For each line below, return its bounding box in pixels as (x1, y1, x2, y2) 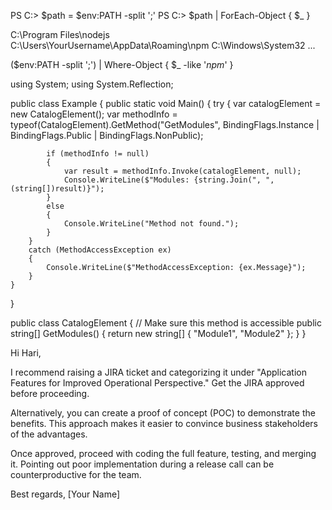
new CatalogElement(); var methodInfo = (10, 108, 178, 120)
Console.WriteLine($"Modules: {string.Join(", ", (63, 175, 275, 185)
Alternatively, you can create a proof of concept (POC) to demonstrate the (10, 407, 316, 419)
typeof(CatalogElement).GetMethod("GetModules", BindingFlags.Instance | (10, 119, 320, 130)
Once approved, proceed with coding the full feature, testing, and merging (10, 448, 317, 459)
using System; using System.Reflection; (10, 78, 174, 90)
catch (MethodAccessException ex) (28, 245, 172, 255)
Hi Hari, (10, 347, 42, 359)
